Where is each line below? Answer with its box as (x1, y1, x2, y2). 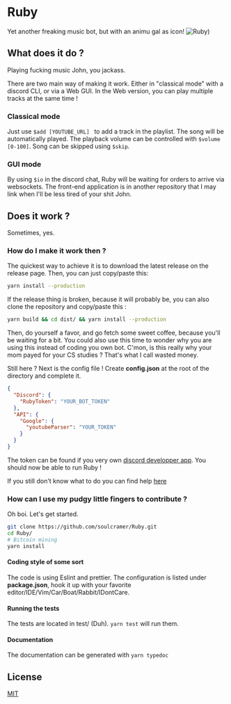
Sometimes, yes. (7, 229, 55, 237)
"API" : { (13, 411, 39, 418)
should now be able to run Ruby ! (7, 463, 102, 472)
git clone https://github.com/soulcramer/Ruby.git (7, 523, 157, 531)
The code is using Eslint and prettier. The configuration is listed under (7, 573, 207, 582)
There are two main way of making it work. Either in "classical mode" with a (7, 79, 224, 88)
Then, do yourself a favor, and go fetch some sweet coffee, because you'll (7, 328, 221, 337)
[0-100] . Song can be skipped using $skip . (7, 142, 130, 150)
